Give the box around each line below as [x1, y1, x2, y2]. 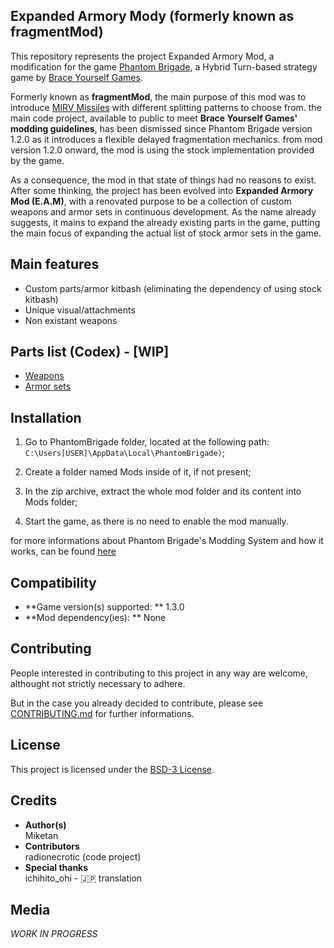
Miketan [24, 829, 59, 841]
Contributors [24, 840, 80, 852]
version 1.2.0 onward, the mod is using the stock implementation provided [10, 144, 315, 156]
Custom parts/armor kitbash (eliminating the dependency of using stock [24, 282, 322, 294]
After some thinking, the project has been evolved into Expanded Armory [10, 184, 314, 196]
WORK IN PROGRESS [10, 928, 98, 940]
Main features [10, 256, 100, 273]
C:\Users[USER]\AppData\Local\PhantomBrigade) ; [24, 447, 226, 459]
